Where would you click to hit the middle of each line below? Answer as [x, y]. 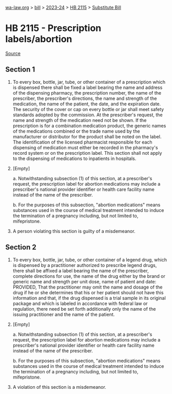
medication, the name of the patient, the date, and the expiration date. [87, 104]
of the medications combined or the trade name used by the [76, 131]
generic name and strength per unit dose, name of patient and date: [84, 281]
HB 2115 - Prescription [53, 28]
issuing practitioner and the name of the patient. [64, 314]
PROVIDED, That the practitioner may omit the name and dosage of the [88, 287]
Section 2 [21, 247]
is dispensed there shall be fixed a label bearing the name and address [88, 87]
